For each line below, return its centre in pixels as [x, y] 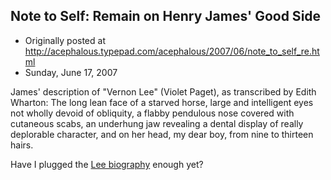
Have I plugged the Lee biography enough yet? [107, 164]
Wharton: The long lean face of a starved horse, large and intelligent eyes [162, 102]
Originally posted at [65, 40]
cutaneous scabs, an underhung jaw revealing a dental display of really [157, 123]
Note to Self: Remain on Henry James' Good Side [166, 16]
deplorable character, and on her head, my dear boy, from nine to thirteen [162, 134]
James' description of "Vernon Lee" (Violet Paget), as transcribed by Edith [163, 91]
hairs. [22, 145]
